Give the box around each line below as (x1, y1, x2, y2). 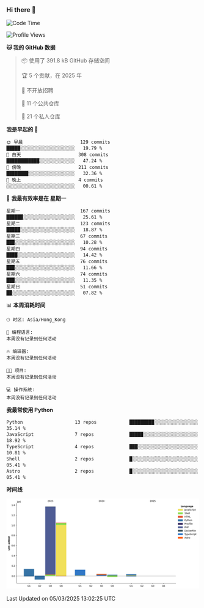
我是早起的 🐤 (6, 126, 38, 133)
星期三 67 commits (6, 233, 108, 239)
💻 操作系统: (6, 387, 35, 393)
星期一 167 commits (6, 208, 111, 214)
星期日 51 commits (6, 284, 108, 290)
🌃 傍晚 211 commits (6, 165, 109, 171)
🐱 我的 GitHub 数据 (6, 44, 56, 51)
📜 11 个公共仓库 (21, 100, 60, 107)
